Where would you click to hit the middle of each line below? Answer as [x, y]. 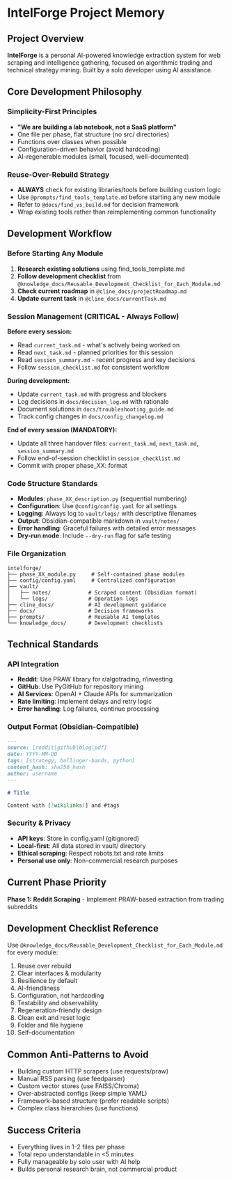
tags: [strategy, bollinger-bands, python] [71, 761]
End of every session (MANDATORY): [62, 430]
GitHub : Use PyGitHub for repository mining [80, 686]
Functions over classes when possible [72, 141]
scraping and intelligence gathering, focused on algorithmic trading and [110, 63]
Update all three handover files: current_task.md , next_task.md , [108, 443]
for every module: [33, 952]
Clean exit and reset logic [54, 1018]
